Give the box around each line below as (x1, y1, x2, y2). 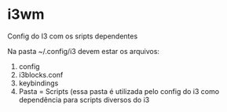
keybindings (18, 78, 59, 88)
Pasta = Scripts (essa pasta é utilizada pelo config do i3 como (18, 86, 220, 96)
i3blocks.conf (18, 70, 64, 79)
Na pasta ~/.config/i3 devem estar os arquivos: (7, 46, 160, 56)
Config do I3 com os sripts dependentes (7, 31, 138, 41)
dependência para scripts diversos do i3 (18, 95, 150, 104)
